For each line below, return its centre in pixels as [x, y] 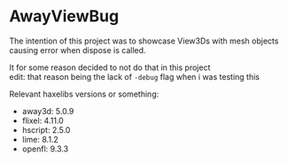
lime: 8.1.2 [40, 139]
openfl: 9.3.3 [45, 149]
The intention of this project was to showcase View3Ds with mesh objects [144, 41]
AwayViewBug [64, 16]
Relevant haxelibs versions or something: [84, 94]
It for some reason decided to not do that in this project [110, 67]
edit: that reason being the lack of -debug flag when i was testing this [134, 76]
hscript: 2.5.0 [46, 129]
